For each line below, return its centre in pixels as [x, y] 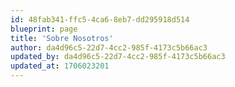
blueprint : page [44, 29]
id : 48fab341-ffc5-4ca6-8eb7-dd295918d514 [100, 19]
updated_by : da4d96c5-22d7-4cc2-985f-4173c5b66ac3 [118, 57]
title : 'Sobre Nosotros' [62, 38]
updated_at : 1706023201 [60, 66]
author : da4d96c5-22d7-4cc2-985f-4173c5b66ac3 [109, 47]
